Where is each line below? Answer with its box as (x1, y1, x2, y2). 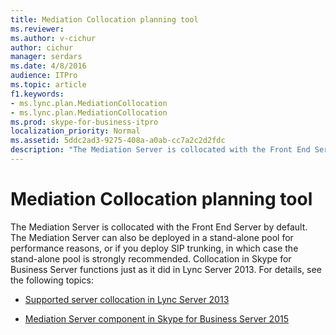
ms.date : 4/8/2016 (10, 61, 87, 71)
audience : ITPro (10, 71, 78, 81)
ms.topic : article (10, 80, 87, 90)
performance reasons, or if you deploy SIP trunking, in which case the (10, 242, 299, 254)
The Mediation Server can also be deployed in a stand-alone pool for (10, 231, 294, 243)
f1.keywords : (10, 89, 65, 99)
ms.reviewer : (10, 24, 65, 34)
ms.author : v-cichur (10, 33, 97, 43)
